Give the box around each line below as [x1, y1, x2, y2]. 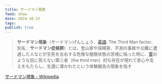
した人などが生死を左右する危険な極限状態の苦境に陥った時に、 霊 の [21, 51, 158, 57]
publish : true [5, 25, 34, 30]
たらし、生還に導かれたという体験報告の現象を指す [30, 64, 132, 69]
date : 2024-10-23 [5, 16, 40, 21]
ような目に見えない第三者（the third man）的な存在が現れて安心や [16, 57, 150, 63]
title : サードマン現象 [5, 7, 46, 12]
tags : [5, 20, 16, 26]
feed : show [5, 12, 27, 17]
